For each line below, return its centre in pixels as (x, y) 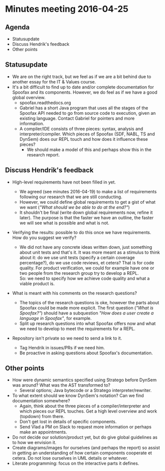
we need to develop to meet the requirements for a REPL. (77, 328)
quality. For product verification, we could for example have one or (87, 268)
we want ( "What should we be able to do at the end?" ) (75, 207)
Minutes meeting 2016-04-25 (67, 9)
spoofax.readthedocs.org (45, 103)
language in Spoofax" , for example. (55, 318)
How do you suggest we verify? (44, 237)
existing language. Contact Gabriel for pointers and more (77, 118)
